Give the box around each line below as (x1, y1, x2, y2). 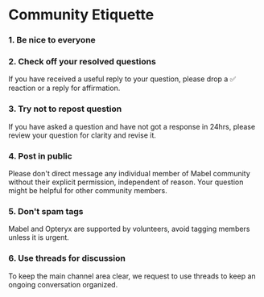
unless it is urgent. (8, 233, 70, 242)
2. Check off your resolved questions (8, 56, 157, 68)
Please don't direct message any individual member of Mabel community (8, 169, 251, 178)
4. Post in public (8, 151, 72, 162)
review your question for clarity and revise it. (8, 130, 157, 140)
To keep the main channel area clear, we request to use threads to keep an (8, 271, 256, 281)
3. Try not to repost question (8, 103, 122, 114)
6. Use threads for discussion (8, 253, 126, 264)
